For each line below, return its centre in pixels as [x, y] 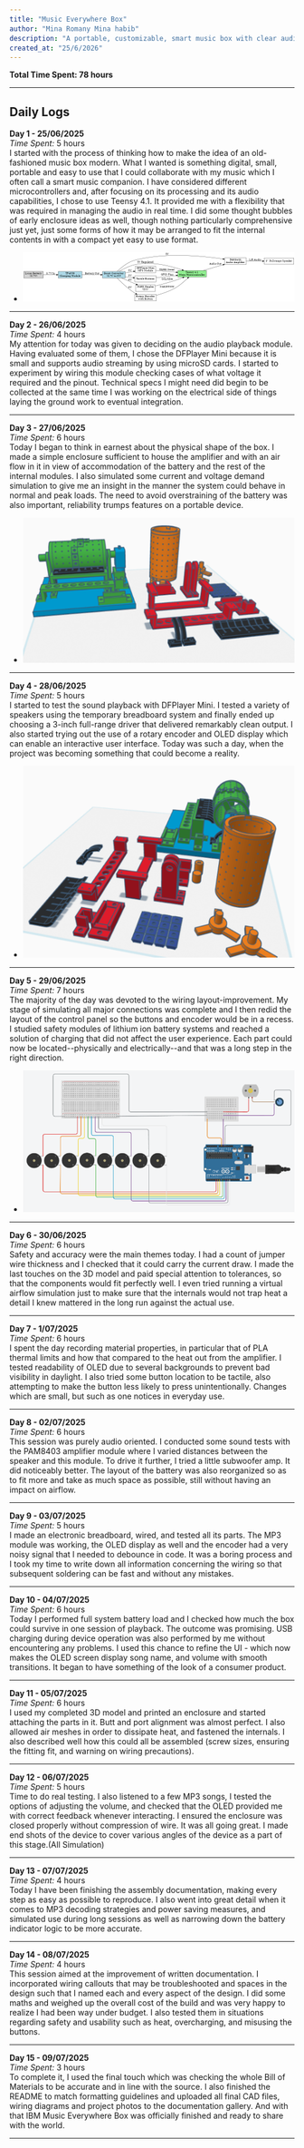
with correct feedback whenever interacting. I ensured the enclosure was [146, 1816]
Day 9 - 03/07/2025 [47, 1516]
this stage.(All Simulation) [57, 1845]
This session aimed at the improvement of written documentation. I [134, 1974]
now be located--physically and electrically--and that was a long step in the [151, 1048]
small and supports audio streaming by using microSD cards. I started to [144, 364]
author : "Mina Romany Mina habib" [75, 29]
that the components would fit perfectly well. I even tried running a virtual [146, 1284]
